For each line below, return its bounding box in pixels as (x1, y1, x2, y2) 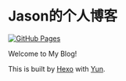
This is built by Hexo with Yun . (8, 64, 106, 73)
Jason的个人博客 (8, 7, 117, 25)
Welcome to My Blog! (8, 49, 77, 58)
